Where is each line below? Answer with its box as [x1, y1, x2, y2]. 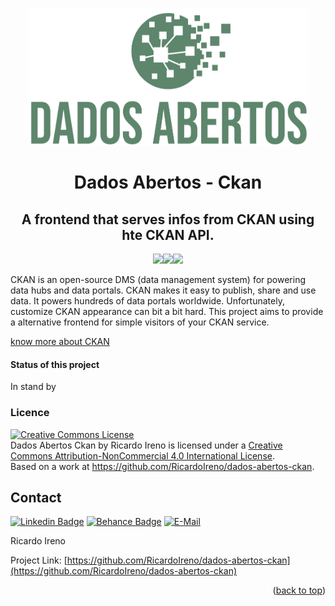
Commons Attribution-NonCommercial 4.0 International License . [10, 449, 275, 462]
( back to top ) [272, 584, 326, 597]
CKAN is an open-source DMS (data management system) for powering [10, 274, 306, 285]
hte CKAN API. [121, 226, 215, 243]
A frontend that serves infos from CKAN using [21, 211, 315, 228]
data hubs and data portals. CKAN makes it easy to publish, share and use [10, 284, 317, 296]
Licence [10, 406, 50, 420]
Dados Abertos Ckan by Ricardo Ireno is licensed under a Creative [10, 439, 283, 451]
